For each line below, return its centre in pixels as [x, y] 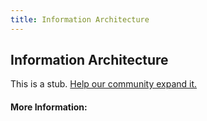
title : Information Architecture [80, 19]
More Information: [49, 107]
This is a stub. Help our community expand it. [104, 84]
